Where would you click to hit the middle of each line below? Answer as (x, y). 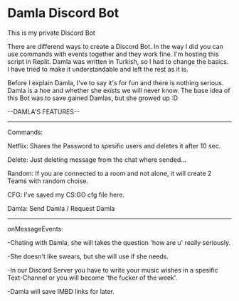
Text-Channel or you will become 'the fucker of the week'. (92, 278)
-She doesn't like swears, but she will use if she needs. (88, 256)
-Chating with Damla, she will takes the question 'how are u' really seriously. (119, 242)
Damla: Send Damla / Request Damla (61, 208)
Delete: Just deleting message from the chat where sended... (97, 159)
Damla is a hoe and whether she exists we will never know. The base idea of (119, 90)
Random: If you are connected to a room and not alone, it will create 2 (110, 173)
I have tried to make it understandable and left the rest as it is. (98, 69)
